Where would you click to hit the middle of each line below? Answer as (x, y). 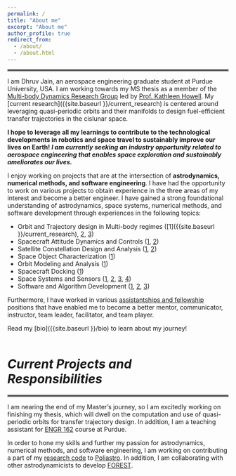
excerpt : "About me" (38, 27)
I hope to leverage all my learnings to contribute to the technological (109, 132)
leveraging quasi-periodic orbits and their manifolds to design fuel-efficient (116, 111)
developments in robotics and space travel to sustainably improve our (111, 139)
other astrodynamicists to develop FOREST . (70, 465)
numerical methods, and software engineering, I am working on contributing (117, 450)
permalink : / (26, 14)
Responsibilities (55, 379)
